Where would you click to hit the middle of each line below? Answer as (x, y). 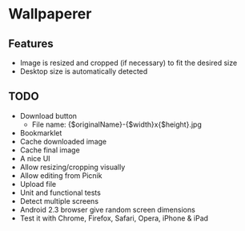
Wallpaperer (50, 14)
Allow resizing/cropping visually (72, 167)
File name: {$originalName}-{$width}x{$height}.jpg (116, 124)
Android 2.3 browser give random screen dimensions (108, 209)
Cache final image (50, 150)
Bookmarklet (41, 132)
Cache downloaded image (63, 141)
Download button (48, 115)
